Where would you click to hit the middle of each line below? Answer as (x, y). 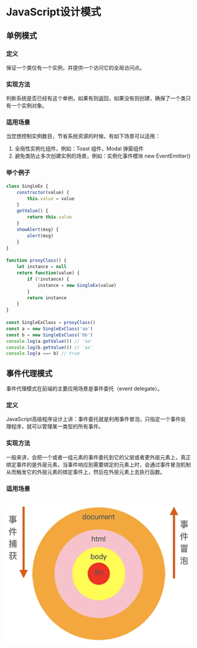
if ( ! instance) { (48, 279)
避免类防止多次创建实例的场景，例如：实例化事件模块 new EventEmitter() (103, 156)
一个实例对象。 (29, 106)
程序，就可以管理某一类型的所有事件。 (57, 426)
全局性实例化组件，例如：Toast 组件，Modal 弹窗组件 (79, 149)
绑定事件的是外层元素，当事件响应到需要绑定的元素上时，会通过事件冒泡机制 (98, 465)
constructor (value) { (43, 192)
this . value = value (51, 198)
